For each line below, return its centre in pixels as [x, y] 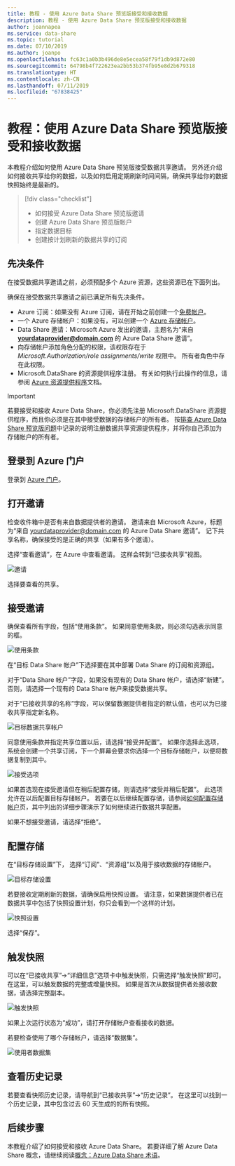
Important [21, 396]
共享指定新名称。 [38, 712]
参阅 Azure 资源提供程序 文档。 [62, 382]
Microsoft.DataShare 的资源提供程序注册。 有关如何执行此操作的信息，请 [122, 373]
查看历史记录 [35, 1077]
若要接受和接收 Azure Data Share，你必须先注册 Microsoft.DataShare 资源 [114, 410]
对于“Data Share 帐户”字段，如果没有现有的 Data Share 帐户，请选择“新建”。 [117, 680]
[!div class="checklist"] [58, 199]
